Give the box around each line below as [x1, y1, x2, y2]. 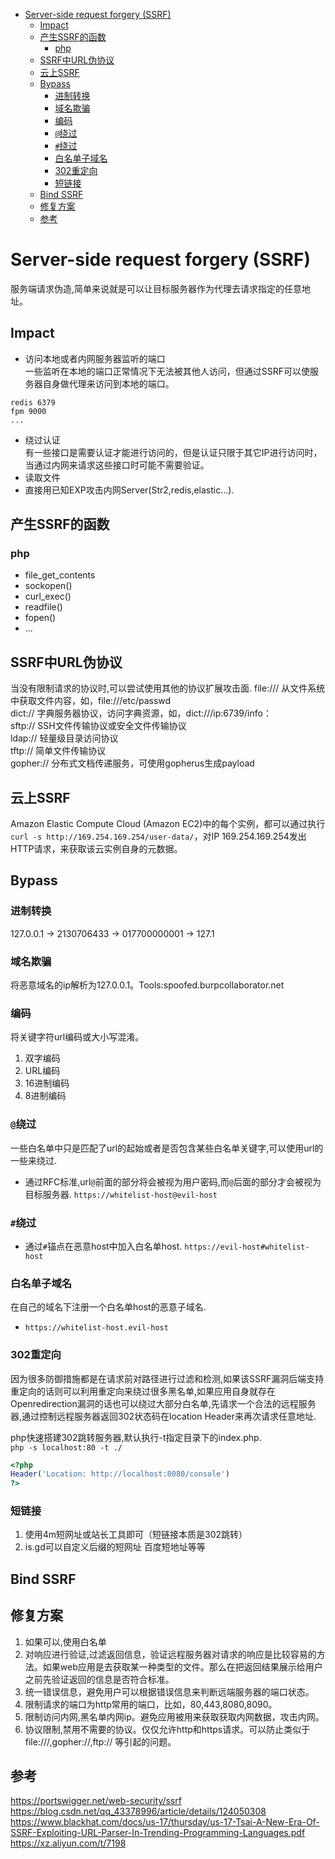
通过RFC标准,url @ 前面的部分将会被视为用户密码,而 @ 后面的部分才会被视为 [24, 1175, 322, 1188]
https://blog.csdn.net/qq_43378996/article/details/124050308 [10, 1805, 267, 1818]
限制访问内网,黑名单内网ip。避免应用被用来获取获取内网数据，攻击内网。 [24, 1710, 325, 1723]
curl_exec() [24, 590, 72, 603]
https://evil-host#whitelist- [184, 1242, 310, 1252]
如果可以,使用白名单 [24, 1635, 107, 1648]
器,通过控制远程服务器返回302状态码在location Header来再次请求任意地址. [10, 1410, 317, 1422]
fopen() [24, 612, 57, 624]
